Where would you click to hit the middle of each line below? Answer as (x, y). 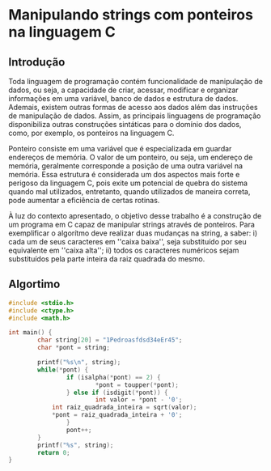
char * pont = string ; (74, 348)
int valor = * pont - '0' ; (139, 400)
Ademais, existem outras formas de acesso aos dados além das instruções (133, 107)
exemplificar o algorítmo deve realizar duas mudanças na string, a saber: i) (133, 233)
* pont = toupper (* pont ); (137, 385)
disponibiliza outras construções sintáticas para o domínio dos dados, (125, 124)
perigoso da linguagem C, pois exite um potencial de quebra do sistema (128, 183)
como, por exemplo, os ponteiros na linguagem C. (91, 133)
